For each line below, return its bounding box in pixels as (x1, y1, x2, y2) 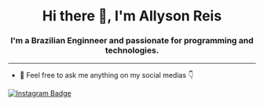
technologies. (104, 45, 159, 56)
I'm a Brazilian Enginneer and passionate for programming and (10, 35, 254, 46)
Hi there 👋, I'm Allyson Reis (42, 7, 222, 25)
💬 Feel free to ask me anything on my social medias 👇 (19, 71, 194, 80)
